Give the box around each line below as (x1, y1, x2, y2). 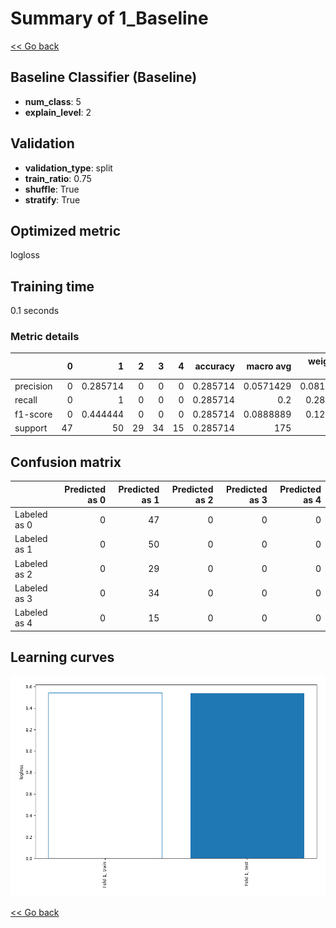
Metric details (10, 330, 80, 344)
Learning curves (10, 648, 115, 666)
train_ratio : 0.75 (24, 172, 92, 184)
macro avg (246, 360, 292, 372)
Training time (10, 278, 95, 295)
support (14, 422, 48, 434)
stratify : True (24, 193, 81, 206)
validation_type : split (24, 162, 113, 174)
